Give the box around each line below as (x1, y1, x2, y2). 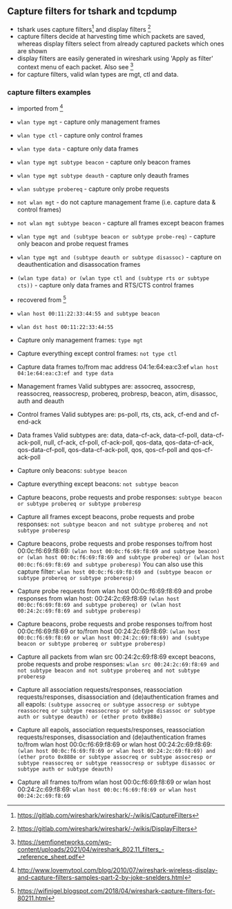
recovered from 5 (17, 294, 67, 303)
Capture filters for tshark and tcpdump (7, 6, 177, 17)
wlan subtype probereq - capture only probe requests (17, 185, 170, 193)
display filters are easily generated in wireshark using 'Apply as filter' (17, 55, 214, 63)
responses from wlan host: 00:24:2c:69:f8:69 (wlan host (17, 594, 180, 602)
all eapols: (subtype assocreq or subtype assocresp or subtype (17, 700, 200, 708)
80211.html (17, 894, 48, 902)
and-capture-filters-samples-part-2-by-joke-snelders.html (17, 873, 184, 881)
